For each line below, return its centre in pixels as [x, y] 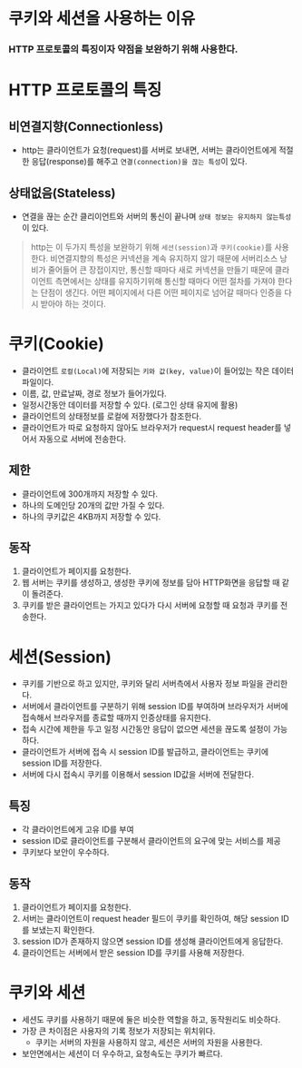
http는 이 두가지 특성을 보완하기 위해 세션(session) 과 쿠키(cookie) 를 [151, 247]
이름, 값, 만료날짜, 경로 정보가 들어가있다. [94, 393]
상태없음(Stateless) [62, 193]
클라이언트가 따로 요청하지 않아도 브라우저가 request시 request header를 [151, 427]
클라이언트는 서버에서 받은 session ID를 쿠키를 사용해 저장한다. [133, 953]
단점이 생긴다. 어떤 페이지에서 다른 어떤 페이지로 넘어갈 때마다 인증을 [161, 292]
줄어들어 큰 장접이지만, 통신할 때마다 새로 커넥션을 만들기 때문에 [160, 270]
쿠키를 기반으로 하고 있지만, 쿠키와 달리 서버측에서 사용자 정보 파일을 [142, 684]
